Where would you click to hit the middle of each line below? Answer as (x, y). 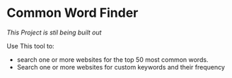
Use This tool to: (30, 46)
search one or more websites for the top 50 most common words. (112, 59)
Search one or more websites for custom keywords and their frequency (121, 67)
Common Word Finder (72, 13)
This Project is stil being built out (54, 32)
